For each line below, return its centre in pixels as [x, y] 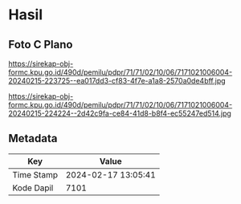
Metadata [33, 139]
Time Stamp [35, 174]
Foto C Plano [41, 45]
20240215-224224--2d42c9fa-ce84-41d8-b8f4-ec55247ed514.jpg [120, 113]
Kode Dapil [33, 188]
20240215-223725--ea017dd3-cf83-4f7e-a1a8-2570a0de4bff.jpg [117, 81]
